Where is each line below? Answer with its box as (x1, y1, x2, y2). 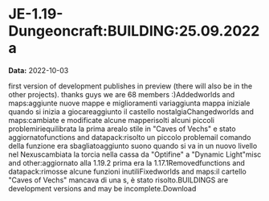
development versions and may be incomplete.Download (8, 183, 197, 193)
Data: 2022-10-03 (8, 65, 69, 75)
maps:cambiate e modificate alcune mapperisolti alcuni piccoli (8, 115, 215, 125)
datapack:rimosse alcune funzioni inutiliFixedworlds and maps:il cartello (8, 166, 247, 176)
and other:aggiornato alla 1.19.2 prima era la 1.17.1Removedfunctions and (8, 158, 245, 167)
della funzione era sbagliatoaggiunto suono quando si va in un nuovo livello (8, 141, 258, 150)
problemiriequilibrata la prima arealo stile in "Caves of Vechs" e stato (8, 124, 236, 133)
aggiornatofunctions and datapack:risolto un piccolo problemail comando (8, 132, 251, 142)
